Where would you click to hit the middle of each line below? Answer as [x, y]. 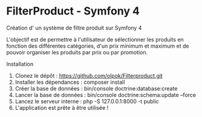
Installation [20, 64]
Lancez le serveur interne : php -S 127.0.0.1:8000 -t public [87, 101]
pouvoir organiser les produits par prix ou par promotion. [77, 52]
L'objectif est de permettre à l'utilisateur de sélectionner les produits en [95, 39]
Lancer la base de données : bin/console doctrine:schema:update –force [106, 95]
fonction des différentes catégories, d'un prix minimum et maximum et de [98, 46]
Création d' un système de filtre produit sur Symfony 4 [74, 28]
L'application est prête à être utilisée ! [62, 107]
